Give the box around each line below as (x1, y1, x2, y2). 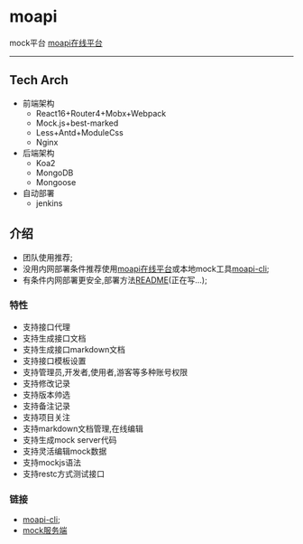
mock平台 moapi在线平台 (9, 37, 103, 48)
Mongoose (35, 176, 77, 187)
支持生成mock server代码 (22, 434, 117, 445)
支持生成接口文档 (22, 333, 87, 343)
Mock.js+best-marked (35, 117, 119, 128)
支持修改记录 (22, 378, 70, 389)
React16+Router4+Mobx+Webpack (35, 108, 167, 118)
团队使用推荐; (22, 251, 74, 263)
